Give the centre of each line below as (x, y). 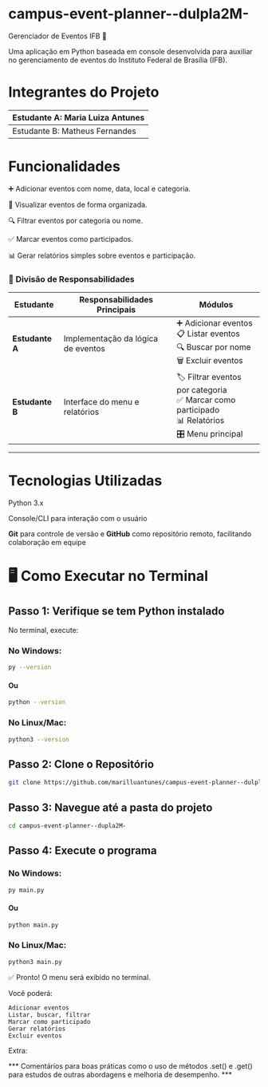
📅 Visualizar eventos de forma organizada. (78, 204)
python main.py (33, 925)
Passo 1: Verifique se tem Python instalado (116, 611)
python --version (37, 702)
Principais (116, 310)
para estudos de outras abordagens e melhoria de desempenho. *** (120, 1074)
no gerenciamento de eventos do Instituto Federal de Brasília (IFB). (118, 60)
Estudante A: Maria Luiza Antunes (79, 117)
